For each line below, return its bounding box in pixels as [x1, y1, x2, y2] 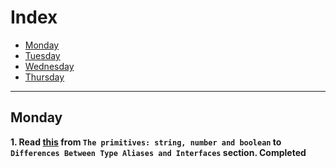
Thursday [24, 71, 65, 83]
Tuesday [24, 49, 61, 61]
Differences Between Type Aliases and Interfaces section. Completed [10, 146, 307, 158]
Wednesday [24, 60, 75, 72]
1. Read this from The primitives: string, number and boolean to [10, 136, 282, 148]
